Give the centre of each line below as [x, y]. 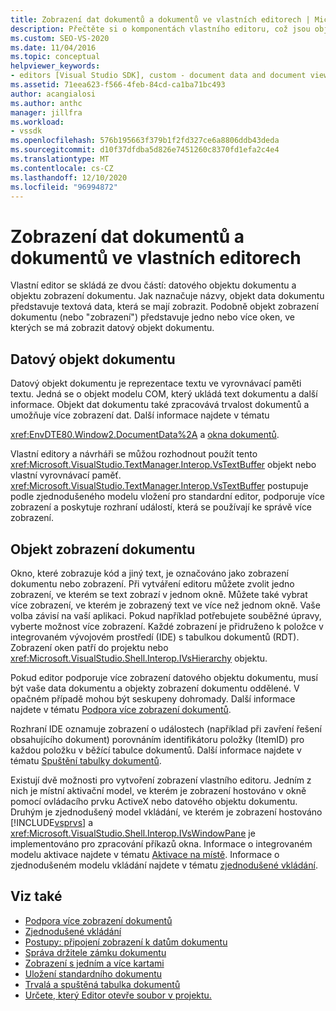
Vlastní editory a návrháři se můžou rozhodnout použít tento [134, 454]
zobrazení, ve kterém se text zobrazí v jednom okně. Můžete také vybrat [159, 594]
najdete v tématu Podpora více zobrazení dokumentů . [121, 709]
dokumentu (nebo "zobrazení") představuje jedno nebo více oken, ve [152, 317]
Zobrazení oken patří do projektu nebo [89, 647]
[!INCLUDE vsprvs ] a [52, 822]
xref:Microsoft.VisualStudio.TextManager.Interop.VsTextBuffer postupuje [159, 486]
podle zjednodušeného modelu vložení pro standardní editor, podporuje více [167, 497]
